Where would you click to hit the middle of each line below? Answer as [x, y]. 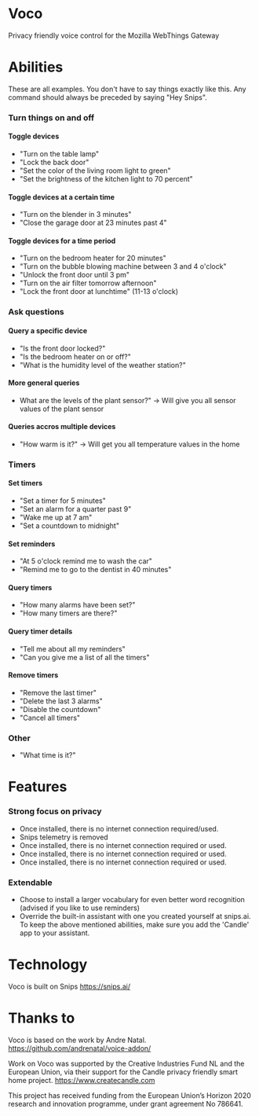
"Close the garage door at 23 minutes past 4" [93, 223]
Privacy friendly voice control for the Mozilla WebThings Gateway [114, 35]
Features [38, 787]
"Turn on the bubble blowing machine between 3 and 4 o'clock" [123, 266]
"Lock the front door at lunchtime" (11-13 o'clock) [99, 292]
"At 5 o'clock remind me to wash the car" [86, 561]
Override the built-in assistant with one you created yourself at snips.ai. [135, 916]
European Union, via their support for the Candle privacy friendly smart [123, 1072]
